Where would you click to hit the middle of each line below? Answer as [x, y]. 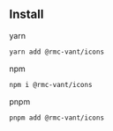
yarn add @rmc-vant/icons [56, 52]
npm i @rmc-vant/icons [51, 84]
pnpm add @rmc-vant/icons [56, 118]
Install [26, 15]
